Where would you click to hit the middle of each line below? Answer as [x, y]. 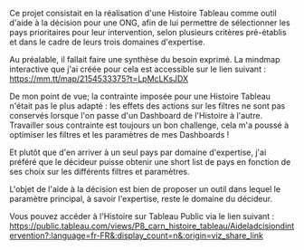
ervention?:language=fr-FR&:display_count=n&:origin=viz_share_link [137, 236]
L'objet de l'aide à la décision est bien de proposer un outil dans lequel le [145, 189]
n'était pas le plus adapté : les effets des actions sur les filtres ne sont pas [147, 106]
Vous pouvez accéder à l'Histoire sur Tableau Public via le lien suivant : [142, 216]
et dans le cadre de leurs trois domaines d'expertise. [107, 42]
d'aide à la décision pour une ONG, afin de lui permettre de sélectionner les [150, 23]
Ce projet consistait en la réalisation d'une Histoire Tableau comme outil [143, 13]
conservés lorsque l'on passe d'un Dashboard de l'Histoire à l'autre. [136, 115]
